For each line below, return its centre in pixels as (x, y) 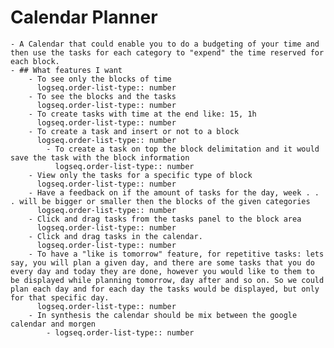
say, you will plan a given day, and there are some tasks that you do (162, 262)
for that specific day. (60, 297)
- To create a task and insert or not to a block (134, 131)
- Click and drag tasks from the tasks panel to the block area (165, 219)
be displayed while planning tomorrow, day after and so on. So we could (167, 280)
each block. (35, 61)
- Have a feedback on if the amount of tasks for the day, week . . (174, 192)
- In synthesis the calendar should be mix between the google (163, 315)
